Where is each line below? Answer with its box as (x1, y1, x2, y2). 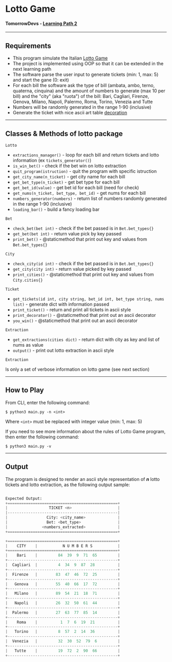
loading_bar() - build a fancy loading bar (12, 206, 100, 213)
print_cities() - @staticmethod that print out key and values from (12, 271, 154, 277)
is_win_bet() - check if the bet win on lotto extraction (12, 163, 126, 169)
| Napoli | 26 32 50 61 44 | (5, 600, 120, 606)
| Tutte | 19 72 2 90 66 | (5, 648, 120, 653)
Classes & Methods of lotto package (5, 129, 123, 138)
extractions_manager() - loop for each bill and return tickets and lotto (12, 152, 160, 158)
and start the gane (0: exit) (12, 77, 69, 83)
